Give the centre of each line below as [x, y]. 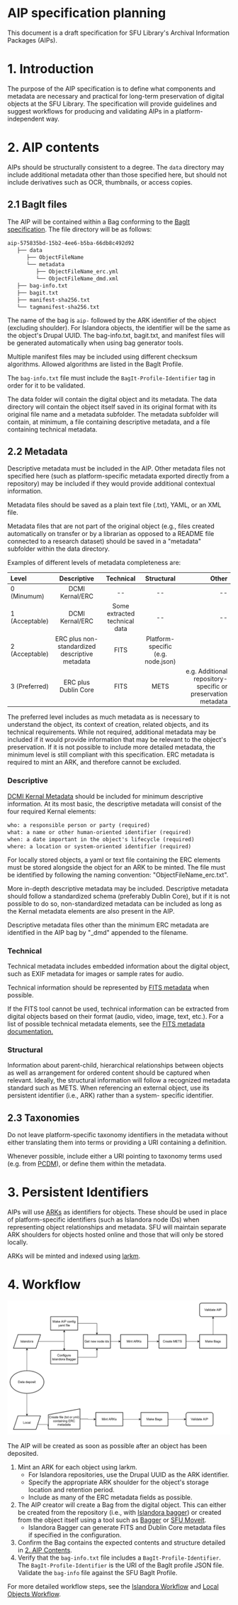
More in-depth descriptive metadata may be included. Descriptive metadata [118, 888]
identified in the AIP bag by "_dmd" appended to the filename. [98, 932]
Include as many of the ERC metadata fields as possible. [110, 1497]
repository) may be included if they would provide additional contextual [111, 483]
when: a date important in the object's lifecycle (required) [101, 839]
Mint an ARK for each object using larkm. [78, 1467]
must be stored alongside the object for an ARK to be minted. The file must [116, 867]
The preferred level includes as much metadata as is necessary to [104, 717]
